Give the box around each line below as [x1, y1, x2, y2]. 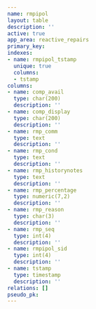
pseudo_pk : [7, 291, 39, 298]
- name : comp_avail [7, 88, 64, 96]
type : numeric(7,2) [13, 193, 71, 200]
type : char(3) [13, 213, 55, 220]
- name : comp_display [7, 108, 71, 115]
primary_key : [7, 43, 46, 50]
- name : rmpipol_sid [7, 245, 68, 253]
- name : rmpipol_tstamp [7, 56, 77, 63]
